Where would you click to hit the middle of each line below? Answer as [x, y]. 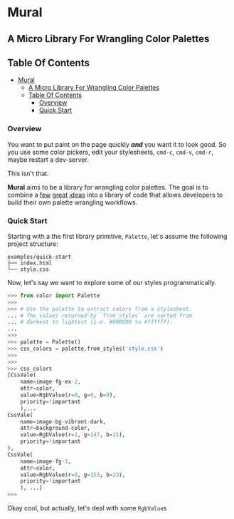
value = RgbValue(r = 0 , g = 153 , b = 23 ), [73, 475]
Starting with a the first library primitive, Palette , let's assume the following [117, 236]
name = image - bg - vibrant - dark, [63, 421]
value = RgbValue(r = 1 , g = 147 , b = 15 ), [73, 435]
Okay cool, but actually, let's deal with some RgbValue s [87, 508]
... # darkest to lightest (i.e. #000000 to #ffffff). [90, 322]
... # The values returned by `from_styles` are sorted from [100, 315]
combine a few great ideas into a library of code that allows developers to [115, 195]
